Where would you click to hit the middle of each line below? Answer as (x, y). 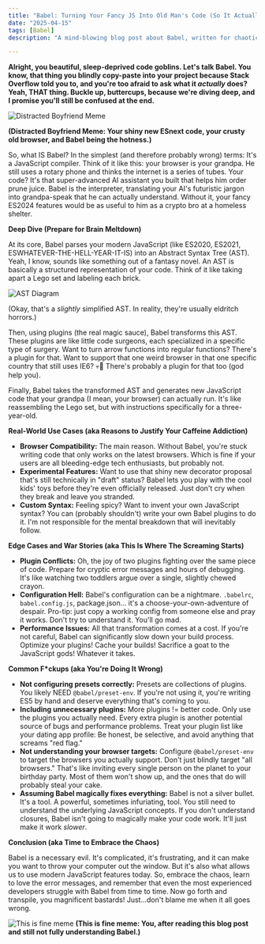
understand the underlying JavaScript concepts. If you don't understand (137, 810)
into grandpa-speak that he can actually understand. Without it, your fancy (129, 197)
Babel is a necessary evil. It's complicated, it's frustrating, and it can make (129, 858)
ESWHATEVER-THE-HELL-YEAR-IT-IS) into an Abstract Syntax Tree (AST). (129, 253)
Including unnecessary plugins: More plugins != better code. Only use (135, 710)
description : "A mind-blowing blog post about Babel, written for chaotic (134, 38)
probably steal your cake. (61, 785)
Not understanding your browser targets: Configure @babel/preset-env (136, 752)
